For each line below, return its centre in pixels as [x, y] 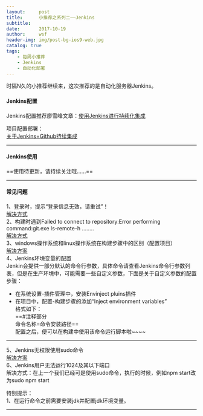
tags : [13, 51]
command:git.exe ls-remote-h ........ [50, 228]
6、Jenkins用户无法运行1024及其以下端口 [58, 365]
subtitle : [19, 23]
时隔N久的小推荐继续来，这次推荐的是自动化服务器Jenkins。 [82, 86]
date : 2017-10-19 [36, 29]
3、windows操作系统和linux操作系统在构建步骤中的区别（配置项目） [91, 243]
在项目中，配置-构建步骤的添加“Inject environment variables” [91, 301]
